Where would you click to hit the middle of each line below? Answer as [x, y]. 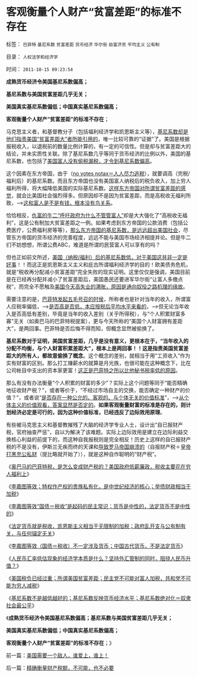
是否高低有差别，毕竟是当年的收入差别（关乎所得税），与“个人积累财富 [96, 314]
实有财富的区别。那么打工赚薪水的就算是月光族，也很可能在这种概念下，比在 [98, 363]
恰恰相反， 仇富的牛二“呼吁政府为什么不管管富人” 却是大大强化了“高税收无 [94, 215]
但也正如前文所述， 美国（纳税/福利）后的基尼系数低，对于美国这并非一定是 [97, 257]
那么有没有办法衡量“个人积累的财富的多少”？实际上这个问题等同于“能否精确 [97, 383]
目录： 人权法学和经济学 [32, 56]
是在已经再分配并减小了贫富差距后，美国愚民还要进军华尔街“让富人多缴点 [95, 279]
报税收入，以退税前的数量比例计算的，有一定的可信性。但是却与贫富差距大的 [98, 146]
